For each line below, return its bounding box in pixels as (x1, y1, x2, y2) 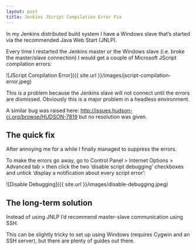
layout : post (6, 8, 38, 15)
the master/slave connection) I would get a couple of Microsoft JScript (6, 54, 177, 61)
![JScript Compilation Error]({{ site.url (6, 72, 97, 79)
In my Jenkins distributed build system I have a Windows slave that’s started (6, 30, 191, 37)
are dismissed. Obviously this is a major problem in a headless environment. (6, 95, 190, 103)
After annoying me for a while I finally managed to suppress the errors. (6, 146, 177, 153)
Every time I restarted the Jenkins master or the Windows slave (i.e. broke (6, 48, 185, 55)
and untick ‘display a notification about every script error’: (6, 170, 146, 177)
